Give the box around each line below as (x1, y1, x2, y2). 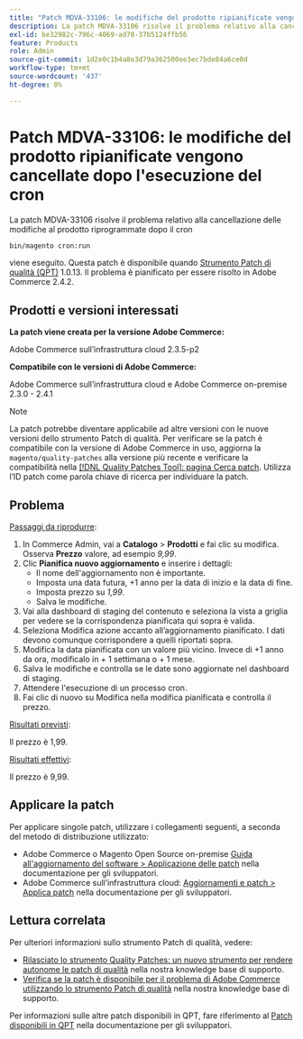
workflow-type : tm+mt (9, 64, 91, 73)
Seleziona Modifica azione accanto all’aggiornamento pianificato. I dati (22, 625, 286, 636)
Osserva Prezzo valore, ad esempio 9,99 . (22, 549, 178, 560)
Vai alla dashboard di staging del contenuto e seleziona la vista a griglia (22, 606, 289, 617)
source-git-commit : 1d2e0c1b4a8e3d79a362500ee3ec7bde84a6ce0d (9, 55, 248, 64)
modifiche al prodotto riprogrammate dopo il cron (9, 223, 193, 234)
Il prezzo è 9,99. (9, 771, 69, 782)
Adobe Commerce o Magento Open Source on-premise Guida (22, 848, 253, 859)
